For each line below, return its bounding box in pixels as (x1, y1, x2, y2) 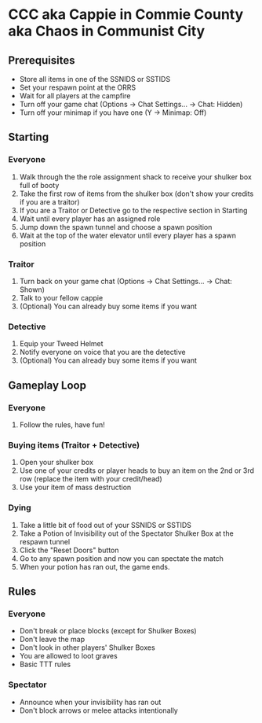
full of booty (19, 180, 60, 190)
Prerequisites (8, 53, 75, 67)
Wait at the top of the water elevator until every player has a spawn (19, 231, 237, 240)
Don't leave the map (19, 635, 85, 644)
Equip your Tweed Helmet (19, 339, 104, 349)
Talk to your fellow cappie (19, 293, 104, 302)
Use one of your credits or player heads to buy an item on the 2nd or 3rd (19, 466, 255, 475)
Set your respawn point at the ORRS (19, 83, 136, 92)
